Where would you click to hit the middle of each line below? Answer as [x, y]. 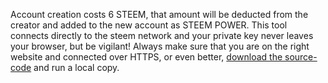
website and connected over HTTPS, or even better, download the [146, 57]
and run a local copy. [76, 67]
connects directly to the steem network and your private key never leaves [162, 35]
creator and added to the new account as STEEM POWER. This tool [149, 25]
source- [301, 57]
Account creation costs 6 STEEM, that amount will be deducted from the [159, 14]
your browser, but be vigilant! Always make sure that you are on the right [160, 46]
